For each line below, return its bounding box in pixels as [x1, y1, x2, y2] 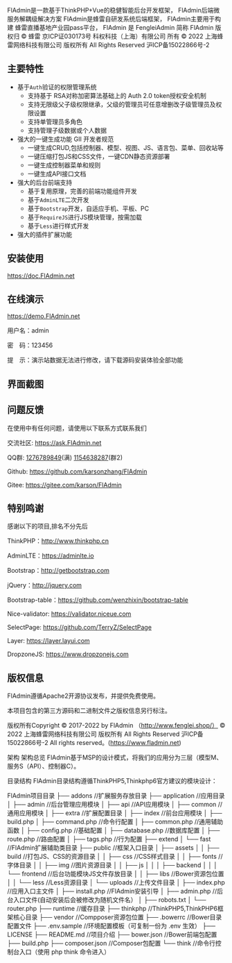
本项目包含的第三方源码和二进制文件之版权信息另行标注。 [7, 707, 171, 715]
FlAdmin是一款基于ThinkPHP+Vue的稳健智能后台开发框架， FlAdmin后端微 [7, 6, 220, 14]
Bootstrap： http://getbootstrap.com [7, 567, 109, 575]
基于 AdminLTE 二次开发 [27, 195, 89, 203]
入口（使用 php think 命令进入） [19, 948, 111, 956]
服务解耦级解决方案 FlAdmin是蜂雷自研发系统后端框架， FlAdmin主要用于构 [7, 15, 222, 23]
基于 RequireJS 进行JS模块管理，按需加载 [27, 212, 143, 221]
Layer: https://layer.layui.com [7, 637, 90, 645]
